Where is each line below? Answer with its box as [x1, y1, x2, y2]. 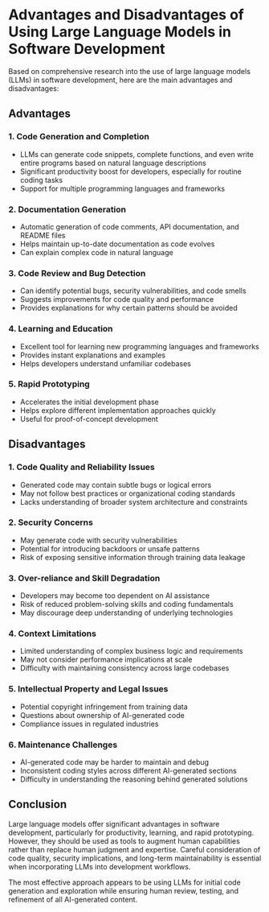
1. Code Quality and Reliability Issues [8, 461, 155, 473]
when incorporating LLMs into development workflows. [8, 861, 191, 871]
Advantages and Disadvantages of [8, 6, 245, 24]
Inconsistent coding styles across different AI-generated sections [19, 766, 237, 775]
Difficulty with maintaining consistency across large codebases [19, 663, 230, 673]
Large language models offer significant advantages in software [8, 819, 220, 828]
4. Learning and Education [8, 324, 114, 335]
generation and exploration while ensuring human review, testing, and [8, 885, 239, 895]
